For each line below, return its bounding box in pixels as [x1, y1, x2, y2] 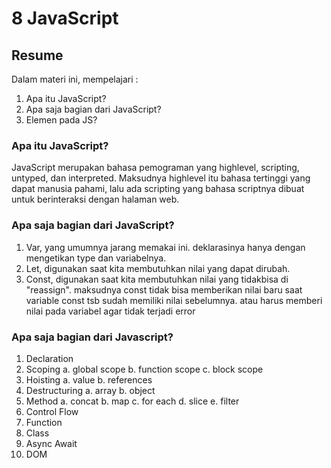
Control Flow [25, 405, 79, 417]
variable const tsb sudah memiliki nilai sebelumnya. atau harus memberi [25, 294, 323, 306]
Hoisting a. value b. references [25, 373, 153, 386]
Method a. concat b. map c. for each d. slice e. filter [25, 395, 240, 407]
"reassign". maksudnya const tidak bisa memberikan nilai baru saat [25, 283, 303, 296]
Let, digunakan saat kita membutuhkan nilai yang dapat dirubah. [25, 262, 291, 274]
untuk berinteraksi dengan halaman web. [11, 193, 180, 206]
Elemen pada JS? [25, 114, 98, 126]
